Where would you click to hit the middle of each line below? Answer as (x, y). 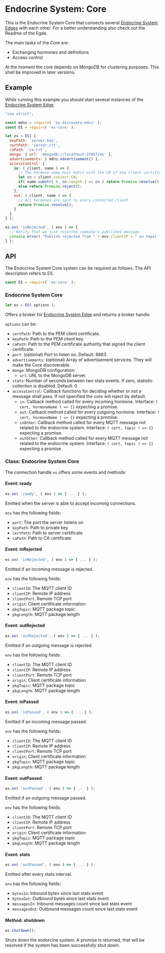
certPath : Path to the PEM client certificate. (56, 334)
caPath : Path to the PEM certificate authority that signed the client (79, 344)
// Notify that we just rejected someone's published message (74, 232)
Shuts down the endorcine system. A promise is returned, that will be (75, 940)
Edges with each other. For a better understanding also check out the (75, 28)
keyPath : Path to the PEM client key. (48, 339)
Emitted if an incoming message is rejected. (49, 569)
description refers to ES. (30, 274)
